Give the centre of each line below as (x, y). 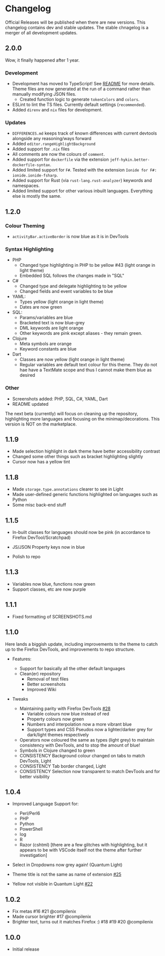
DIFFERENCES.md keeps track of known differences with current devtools (84, 133)
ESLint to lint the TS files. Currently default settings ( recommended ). (79, 105)
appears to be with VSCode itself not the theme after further (81, 850)
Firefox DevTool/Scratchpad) (41, 537)
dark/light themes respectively (58, 735)
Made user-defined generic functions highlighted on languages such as (85, 495)
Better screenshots (46, 684)
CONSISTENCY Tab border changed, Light (63, 766)
